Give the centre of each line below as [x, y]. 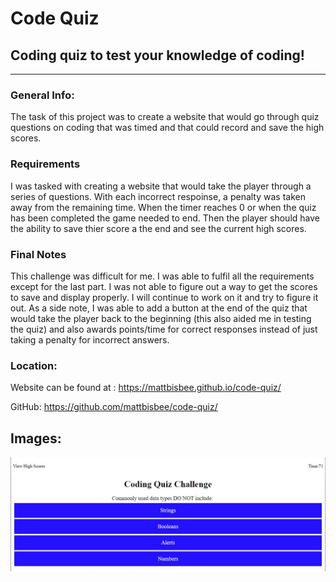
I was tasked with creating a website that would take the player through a [161, 186]
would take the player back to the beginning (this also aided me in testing [161, 318]
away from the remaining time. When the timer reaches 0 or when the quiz [163, 207]
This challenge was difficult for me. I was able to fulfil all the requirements [162, 276]
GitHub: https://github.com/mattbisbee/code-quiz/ [114, 407]
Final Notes [38, 254]
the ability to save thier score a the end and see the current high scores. [158, 228]
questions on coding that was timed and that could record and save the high [167, 128]
